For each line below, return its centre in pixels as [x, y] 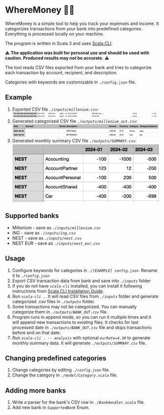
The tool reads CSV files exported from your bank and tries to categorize [78, 67]
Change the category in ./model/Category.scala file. [65, 375]
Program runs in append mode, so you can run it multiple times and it [82, 317]
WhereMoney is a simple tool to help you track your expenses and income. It [82, 23]
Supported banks [32, 216]
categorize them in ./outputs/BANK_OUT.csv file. [60, 311]
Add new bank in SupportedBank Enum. [51, 408]
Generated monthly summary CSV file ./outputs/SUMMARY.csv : [74, 141]
